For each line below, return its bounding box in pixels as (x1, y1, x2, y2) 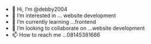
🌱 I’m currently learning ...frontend (11, 18, 96, 25)
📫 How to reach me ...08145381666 (11, 32, 100, 38)
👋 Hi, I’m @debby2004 (11, 6, 68, 12)
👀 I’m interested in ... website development (11, 12, 116, 19)
